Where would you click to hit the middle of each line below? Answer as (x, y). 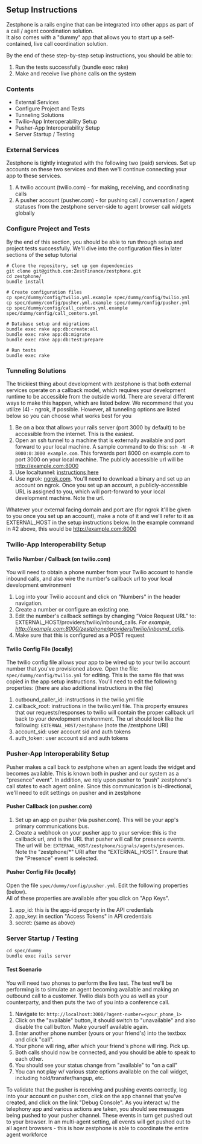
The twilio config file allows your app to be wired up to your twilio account (98, 662)
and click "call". (34, 1039)
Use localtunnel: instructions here (57, 472)
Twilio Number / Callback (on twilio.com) (58, 559)
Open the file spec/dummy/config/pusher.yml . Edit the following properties (97, 885)
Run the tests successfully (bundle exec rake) (71, 67)
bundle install (25, 282)
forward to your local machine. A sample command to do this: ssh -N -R (104, 447)
